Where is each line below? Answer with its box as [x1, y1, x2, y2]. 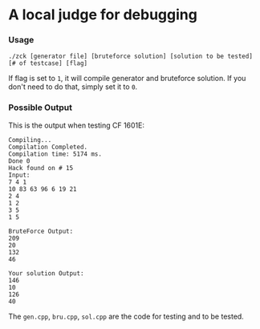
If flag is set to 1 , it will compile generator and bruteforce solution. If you [8, 74, 246, 83]
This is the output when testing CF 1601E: [8, 120, 144, 130]
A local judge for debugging [8, 6, 198, 24]
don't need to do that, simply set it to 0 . [8, 82, 138, 91]
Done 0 [8, 156, 30, 165]
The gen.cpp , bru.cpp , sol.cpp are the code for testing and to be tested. [8, 311, 245, 321]
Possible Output [8, 102, 72, 113]
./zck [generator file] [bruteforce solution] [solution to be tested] [8, 52, 253, 61]
